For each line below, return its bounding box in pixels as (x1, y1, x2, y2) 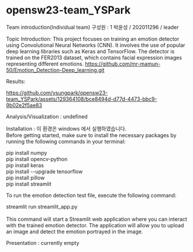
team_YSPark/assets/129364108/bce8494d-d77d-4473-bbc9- (6, 95, 157, 103)
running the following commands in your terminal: (6, 138, 126, 145)
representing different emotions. (6, 60, 84, 67)
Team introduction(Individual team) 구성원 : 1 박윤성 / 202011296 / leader (6, 23, 180, 30)
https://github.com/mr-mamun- (84, 60, 161, 67)
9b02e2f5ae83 (6, 101, 43, 108)
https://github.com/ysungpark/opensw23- (6, 89, 108, 96)
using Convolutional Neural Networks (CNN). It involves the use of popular (6, 42, 185, 49)
